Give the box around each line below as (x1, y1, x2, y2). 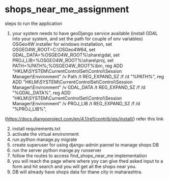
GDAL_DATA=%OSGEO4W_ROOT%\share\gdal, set (12, 52, 120, 58)
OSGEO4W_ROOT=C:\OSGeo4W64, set (12, 46, 96, 52)
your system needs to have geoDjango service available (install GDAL (12, 30, 158, 36)
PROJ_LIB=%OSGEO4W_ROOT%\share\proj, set (12, 57, 114, 63)
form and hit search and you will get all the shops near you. (12, 163, 137, 169)
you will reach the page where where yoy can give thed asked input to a (12, 158, 163, 164)
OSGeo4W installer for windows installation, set (12, 41, 112, 47)
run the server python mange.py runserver (12, 147, 102, 153)
